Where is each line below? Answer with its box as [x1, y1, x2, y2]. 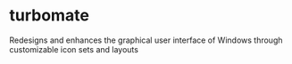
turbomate [9, 5, 89, 26]
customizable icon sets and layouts [9, 44, 138, 54]
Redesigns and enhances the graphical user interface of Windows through [9, 35, 283, 45]
